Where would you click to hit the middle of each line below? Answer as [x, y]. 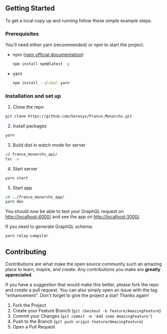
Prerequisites [22, 34]
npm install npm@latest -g [41, 64]
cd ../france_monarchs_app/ [35, 197]
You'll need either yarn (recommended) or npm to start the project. [75, 45]
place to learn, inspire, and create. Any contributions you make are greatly [83, 269]
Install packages [30, 126]
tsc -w [12, 159]
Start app [22, 188]
